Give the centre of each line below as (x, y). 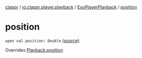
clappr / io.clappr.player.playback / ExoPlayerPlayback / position (71, 7)
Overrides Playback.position (34, 50)
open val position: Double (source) (42, 40)
